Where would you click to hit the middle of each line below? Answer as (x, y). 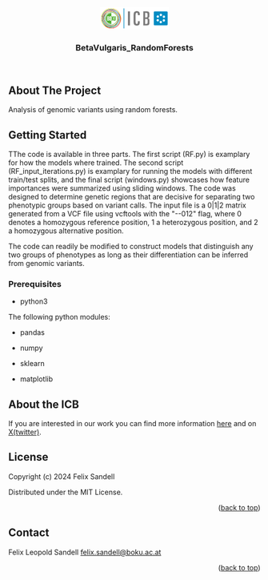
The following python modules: (59, 317)
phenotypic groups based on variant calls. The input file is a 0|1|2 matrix (127, 205)
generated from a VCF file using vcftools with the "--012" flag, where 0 (125, 213)
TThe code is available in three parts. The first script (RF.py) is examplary (129, 154)
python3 (34, 301)
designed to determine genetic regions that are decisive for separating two (132, 196)
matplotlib (36, 379)
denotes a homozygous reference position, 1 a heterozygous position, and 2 (133, 222)
